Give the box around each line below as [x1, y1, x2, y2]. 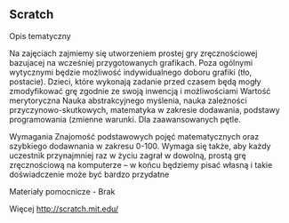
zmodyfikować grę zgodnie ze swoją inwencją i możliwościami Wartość [9, 85, 271, 96]
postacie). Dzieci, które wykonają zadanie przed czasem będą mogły [9, 76, 261, 87]
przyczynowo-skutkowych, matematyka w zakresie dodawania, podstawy [9, 104, 280, 115]
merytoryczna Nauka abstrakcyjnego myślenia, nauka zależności [9, 95, 247, 106]
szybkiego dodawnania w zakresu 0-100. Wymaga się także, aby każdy [9, 140, 271, 151]
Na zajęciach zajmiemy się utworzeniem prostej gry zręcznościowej [9, 48, 258, 59]
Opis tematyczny [9, 30, 71, 41]
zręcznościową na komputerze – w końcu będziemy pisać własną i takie [9, 159, 273, 170]
